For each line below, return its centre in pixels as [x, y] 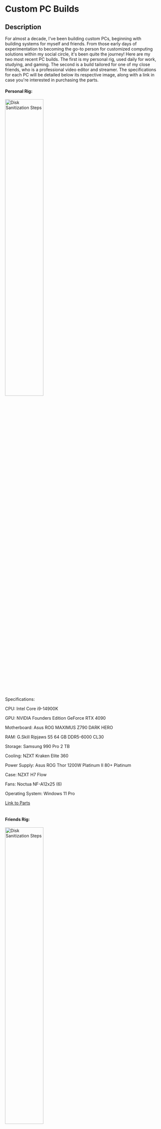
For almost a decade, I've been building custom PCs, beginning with [73, 38]
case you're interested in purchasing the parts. [52, 80]
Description [23, 27]
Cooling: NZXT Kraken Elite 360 [37, 756]
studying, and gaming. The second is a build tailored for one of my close [78, 64]
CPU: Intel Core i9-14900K [32, 709]
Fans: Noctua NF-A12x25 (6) [34, 784]
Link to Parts [18, 803]
